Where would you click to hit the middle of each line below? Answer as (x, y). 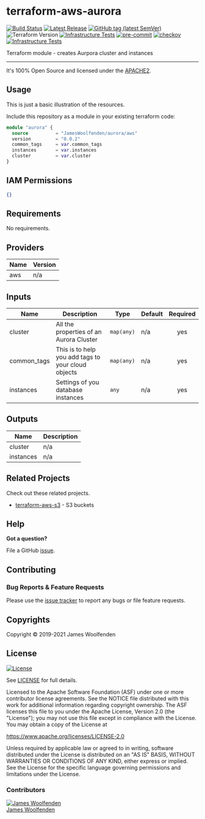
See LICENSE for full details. (42, 680)
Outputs (22, 419)
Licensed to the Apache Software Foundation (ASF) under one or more (95, 692)
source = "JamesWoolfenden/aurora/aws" (75, 133)
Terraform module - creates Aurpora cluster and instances (80, 53)
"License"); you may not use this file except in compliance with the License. (102, 718)
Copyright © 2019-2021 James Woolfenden (61, 634)
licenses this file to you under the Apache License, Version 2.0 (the (91, 711)
